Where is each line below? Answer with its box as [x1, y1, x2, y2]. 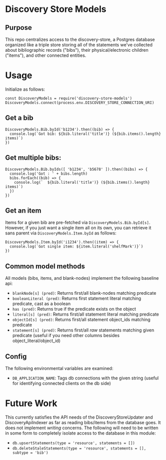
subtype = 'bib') [12, 450, 49, 455]
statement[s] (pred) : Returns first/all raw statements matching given [12, 327, 155, 333]
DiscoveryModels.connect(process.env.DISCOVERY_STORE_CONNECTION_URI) [5, 100, 155, 105]
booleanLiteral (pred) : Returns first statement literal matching [12, 295, 142, 302]
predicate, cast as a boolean [12, 301, 71, 307]
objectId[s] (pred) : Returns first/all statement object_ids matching [12, 317, 151, 323]
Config [5, 352, 27, 360]
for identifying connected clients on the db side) [12, 380, 111, 386]
